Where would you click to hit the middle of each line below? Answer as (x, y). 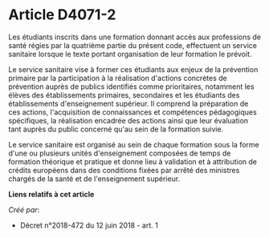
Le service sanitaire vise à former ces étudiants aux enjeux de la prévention (133, 69)
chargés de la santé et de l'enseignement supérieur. (94, 179)
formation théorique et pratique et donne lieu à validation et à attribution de (132, 161)
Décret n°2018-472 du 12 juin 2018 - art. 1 (89, 225)
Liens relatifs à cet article (51, 194)
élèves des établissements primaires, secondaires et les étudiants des (124, 95)
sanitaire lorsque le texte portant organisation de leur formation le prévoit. (130, 54)
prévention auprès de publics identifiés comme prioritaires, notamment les (131, 87)
